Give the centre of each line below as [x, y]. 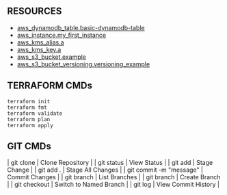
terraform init [29, 101]
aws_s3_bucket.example [52, 57]
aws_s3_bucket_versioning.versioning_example [83, 64]
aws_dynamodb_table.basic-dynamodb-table [81, 27]
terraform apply [30, 125]
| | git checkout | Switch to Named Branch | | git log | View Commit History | [113, 185]
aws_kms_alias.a [40, 42]
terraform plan [29, 119]
